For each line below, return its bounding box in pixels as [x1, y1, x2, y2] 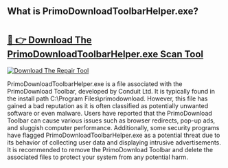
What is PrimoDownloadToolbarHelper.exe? [7, 6, 199, 17]
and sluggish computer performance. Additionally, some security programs [7, 124, 220, 132]
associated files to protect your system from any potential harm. [7, 153, 189, 161]
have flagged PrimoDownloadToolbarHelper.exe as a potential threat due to [7, 131, 220, 139]
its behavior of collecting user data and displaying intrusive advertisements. [7, 138, 221, 147]
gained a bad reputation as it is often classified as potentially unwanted [7, 102, 209, 109]
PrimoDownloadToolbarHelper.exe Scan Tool [7, 48, 204, 60]
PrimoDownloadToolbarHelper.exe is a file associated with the [7, 80, 183, 88]
